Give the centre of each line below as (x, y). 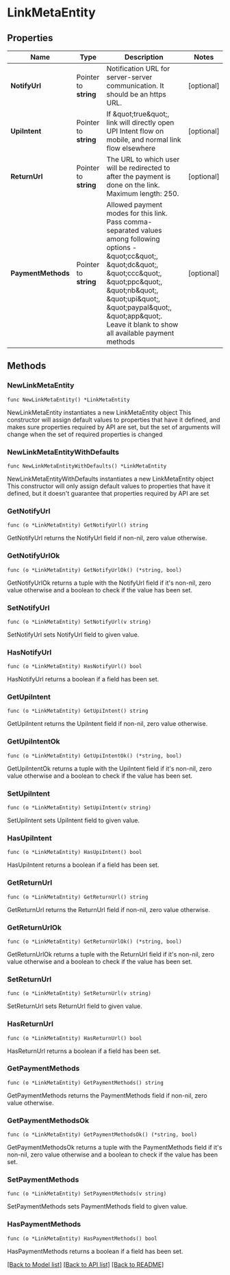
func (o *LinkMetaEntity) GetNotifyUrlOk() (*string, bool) (95, 570)
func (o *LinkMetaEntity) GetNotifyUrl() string (78, 525)
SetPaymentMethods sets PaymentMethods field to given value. (98, 1207)
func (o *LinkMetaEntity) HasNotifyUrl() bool (75, 667)
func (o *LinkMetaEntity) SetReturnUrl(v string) (79, 994)
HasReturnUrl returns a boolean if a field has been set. (84, 1051)
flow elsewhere (131, 148)
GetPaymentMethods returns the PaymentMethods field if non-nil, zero (107, 1095)
